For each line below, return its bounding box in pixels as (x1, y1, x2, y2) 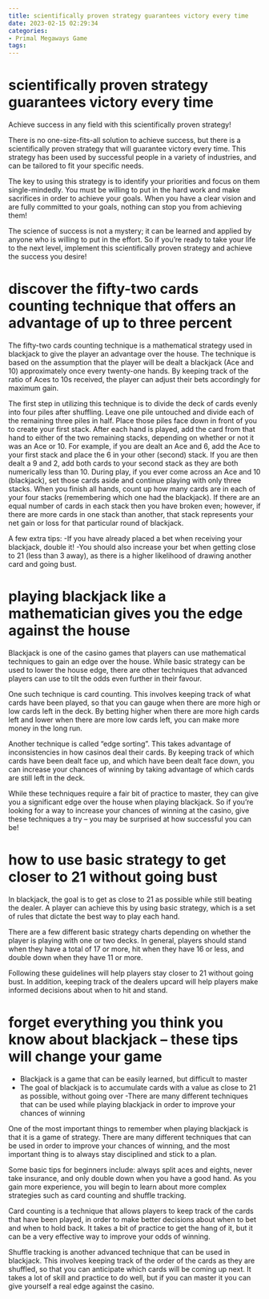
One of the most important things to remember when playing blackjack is (8, 1123, 249, 1133)
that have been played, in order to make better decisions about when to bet (8, 1214, 257, 1224)
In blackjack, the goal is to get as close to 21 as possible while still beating (8, 894, 252, 904)
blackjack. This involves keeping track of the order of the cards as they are (8, 1256, 255, 1265)
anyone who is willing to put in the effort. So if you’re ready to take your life (8, 234, 256, 245)
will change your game (8, 1048, 163, 1066)
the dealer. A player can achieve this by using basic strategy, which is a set (8, 902, 256, 912)
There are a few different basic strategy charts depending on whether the (8, 926, 251, 936)
